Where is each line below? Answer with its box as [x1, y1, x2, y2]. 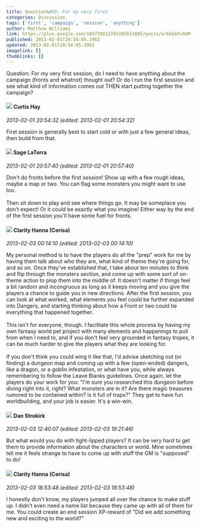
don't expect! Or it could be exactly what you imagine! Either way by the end [6, 206, 194, 213]
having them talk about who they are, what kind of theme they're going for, [6, 258, 190, 265]
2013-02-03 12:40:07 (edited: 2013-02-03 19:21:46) [6, 426, 134, 433]
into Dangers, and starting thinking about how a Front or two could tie [6, 302, 177, 309]
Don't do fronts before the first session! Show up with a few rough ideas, [6, 174, 185, 181]
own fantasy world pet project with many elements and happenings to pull [6, 327, 189, 335]
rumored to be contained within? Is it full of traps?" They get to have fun [6, 392, 183, 399]
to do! [6, 456, 21, 463]
